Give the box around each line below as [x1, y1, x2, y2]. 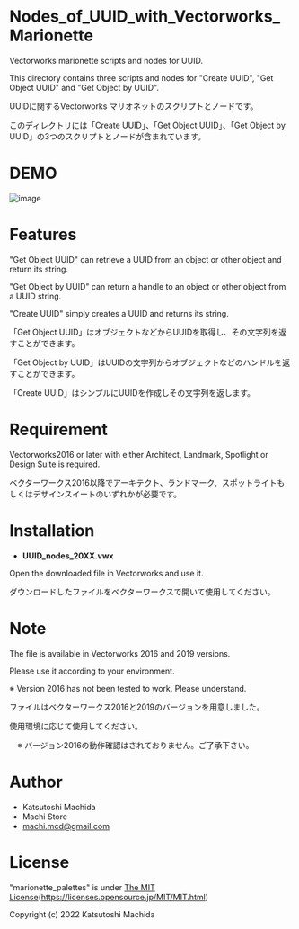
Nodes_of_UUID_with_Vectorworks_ [9, 6, 281, 27]
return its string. [9, 264, 69, 274]
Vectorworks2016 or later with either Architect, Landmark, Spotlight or [9, 449, 269, 460]
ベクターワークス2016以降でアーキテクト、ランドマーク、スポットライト [9, 477, 277, 487]
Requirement [9, 420, 108, 440]
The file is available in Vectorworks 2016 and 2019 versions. [9, 648, 231, 658]
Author [9, 772, 63, 792]
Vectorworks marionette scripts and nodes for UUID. [9, 55, 204, 66]
